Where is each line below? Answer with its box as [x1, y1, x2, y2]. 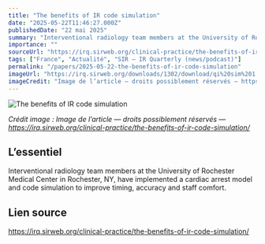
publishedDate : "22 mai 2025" [8, 26, 108, 34]
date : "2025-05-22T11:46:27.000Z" [8, 19, 122, 27]
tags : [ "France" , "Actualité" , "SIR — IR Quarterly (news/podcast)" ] [8, 56, 242, 64]
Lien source [8, 205, 67, 219]
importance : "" [8, 41, 58, 49]
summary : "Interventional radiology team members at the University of [8, 33, 248, 42]
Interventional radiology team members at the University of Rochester [8, 166, 235, 176]
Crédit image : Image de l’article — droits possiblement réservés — [8, 114, 226, 124]
